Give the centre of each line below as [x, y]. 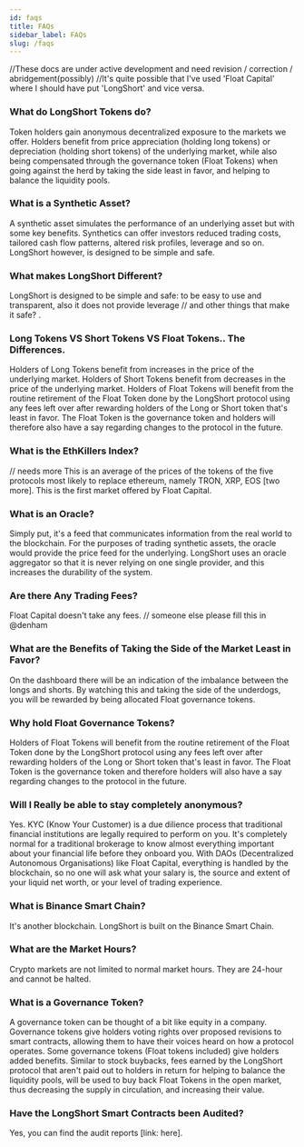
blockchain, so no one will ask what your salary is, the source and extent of [150, 873]
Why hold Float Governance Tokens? [92, 723]
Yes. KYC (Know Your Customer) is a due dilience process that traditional [146, 824]
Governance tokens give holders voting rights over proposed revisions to [146, 1032]
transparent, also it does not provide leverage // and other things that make [150, 305]
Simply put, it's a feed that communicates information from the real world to [151, 534]
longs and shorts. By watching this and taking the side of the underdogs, [145, 689]
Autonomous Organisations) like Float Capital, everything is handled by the [149, 863]
